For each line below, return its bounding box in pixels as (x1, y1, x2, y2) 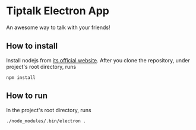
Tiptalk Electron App (6, 4, 110, 18)
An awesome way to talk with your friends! (6, 24, 110, 31)
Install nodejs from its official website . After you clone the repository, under (6, 56, 190, 64)
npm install (6, 74, 36, 81)
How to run (6, 91, 48, 101)
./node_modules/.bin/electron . (6, 118, 86, 124)
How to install (6, 41, 58, 51)
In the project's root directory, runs (6, 106, 91, 113)
